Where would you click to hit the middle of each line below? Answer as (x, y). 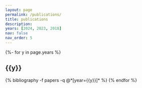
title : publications (27, 19)
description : (19, 24)
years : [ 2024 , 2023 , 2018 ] (33, 29)
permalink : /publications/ (33, 15)
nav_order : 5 (19, 38)
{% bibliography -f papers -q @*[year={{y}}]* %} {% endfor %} (71, 80)
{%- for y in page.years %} (33, 52)
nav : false (17, 33)
